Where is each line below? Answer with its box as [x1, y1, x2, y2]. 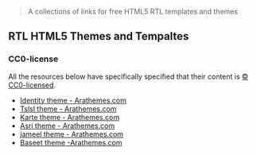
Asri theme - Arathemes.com [19, 121, 115, 130]
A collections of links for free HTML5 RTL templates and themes [27, 7, 239, 16]
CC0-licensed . [8, 79, 56, 90]
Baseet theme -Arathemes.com [19, 138, 123, 147]
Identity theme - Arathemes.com [19, 95, 127, 105]
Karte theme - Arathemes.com [19, 112, 120, 122]
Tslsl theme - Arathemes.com [19, 103, 117, 114]
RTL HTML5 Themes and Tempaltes [8, 29, 189, 43]
